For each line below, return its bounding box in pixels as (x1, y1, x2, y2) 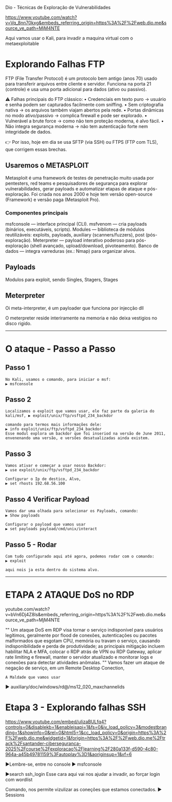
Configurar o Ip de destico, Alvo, (5, 476, 81, 482)
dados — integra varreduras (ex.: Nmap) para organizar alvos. (5, 248, 136, 254)
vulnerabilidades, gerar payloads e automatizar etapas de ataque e (5, 185, 147, 191)
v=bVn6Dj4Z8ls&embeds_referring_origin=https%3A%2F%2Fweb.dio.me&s (5, 611, 166, 617)
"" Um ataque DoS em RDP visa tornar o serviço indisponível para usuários (5, 626, 163, 633)
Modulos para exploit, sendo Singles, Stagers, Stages (5, 276, 118, 283)
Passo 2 (5, 395, 32, 404)
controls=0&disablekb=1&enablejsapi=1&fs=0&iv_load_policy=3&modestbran (5, 724, 167, 730)
